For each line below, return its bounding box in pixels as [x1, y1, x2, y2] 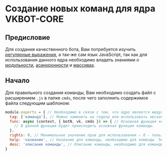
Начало [5, 76, 30, 85]
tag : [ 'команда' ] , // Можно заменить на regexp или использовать [9, 114, 148, 119]
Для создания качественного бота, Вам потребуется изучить [5, 47, 136, 52]
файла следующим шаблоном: [5, 100, 71, 106]
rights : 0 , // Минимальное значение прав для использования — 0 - [9, 133, 150, 138]
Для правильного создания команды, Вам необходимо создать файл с [5, 90, 156, 96]
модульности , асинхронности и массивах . [5, 62, 95, 68]
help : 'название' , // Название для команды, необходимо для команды [9, 137, 155, 143]
